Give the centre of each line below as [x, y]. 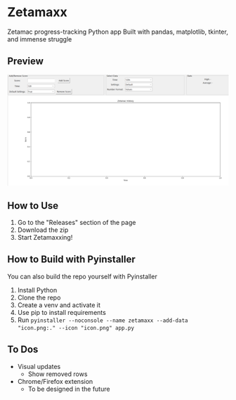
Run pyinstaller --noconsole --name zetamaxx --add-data [103, 320]
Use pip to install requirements [62, 312]
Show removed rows [58, 374]
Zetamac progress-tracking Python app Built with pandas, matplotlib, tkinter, [118, 32]
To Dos [23, 350]
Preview [26, 62]
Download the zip [43, 230]
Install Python [37, 290]
